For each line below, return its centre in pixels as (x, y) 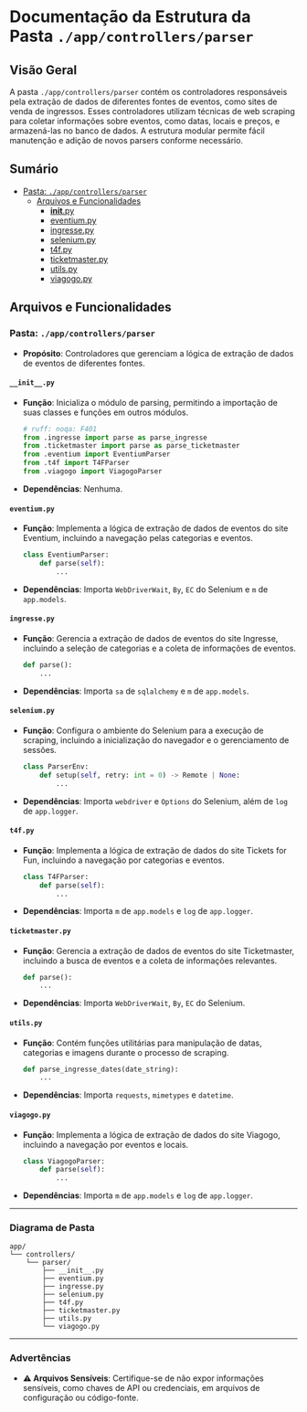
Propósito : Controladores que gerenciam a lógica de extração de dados (158, 353)
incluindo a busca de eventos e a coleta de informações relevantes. (150, 961)
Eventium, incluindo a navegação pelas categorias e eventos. (138, 538)
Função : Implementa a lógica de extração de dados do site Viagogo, (151, 1134)
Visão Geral (43, 70)
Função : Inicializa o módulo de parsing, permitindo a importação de (150, 402)
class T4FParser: (56, 876)
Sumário (34, 170)
